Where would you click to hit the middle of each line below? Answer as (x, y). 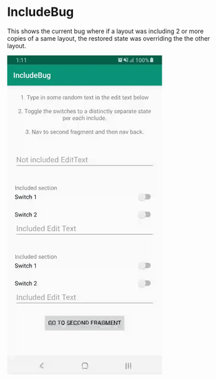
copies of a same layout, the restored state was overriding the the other (109, 38)
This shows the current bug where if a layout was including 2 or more (106, 31)
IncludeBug (41, 12)
